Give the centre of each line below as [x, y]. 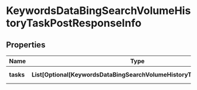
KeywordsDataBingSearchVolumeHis [98, 11]
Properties [26, 45]
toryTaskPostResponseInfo [74, 23]
